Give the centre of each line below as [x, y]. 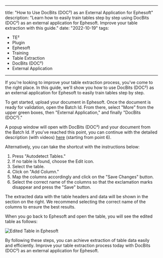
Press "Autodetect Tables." [39, 156]
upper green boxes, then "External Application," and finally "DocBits [73, 112]
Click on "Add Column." [35, 172]
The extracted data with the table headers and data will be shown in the [77, 197]
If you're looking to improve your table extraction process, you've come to [79, 82]
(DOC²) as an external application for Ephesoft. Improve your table [71, 23]
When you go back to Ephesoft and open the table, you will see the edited [79, 216]
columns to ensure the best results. [40, 207]
